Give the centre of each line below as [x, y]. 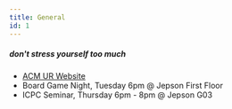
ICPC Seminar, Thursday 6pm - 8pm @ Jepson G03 [117, 95]
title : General [37, 17]
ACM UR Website [54, 76]
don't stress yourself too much [68, 54]
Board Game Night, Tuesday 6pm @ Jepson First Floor [122, 86]
